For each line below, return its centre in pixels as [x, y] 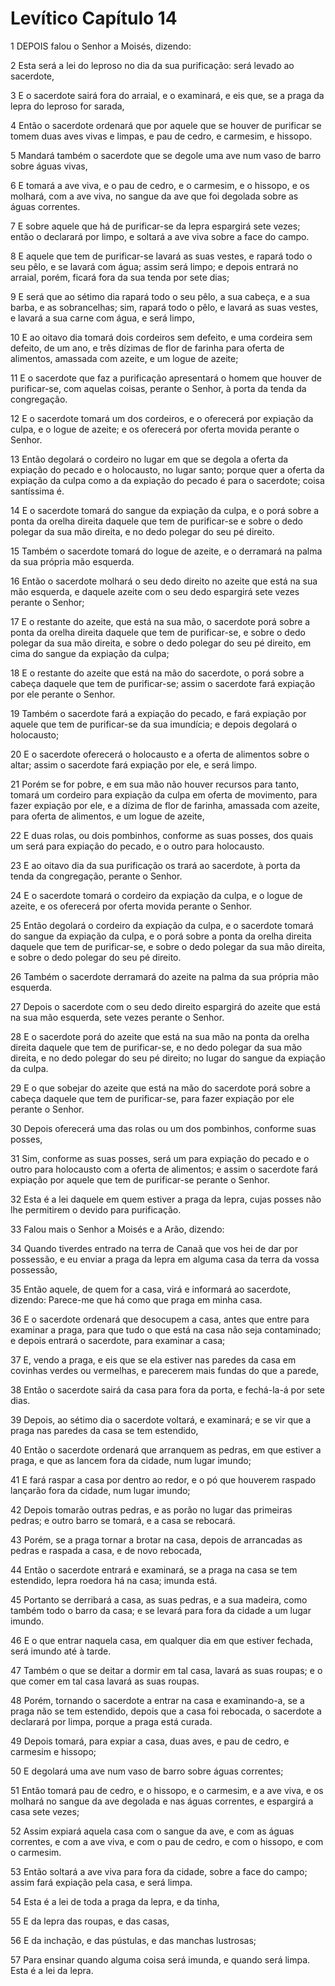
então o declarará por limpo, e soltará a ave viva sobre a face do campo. [160, 236]
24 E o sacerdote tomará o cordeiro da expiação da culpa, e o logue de [156, 895]
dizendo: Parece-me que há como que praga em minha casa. [136, 1299]
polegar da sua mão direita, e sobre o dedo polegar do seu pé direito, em [161, 643]
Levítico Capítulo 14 [94, 18]
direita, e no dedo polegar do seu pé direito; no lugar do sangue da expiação [168, 1058]
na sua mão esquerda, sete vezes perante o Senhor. [117, 1017]
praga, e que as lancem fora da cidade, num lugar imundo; [131, 1460]
